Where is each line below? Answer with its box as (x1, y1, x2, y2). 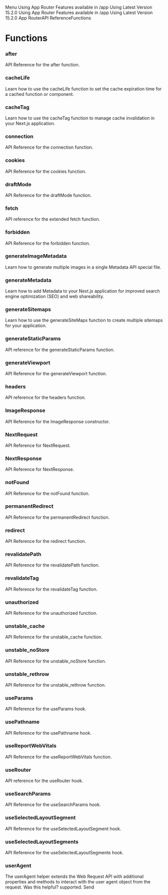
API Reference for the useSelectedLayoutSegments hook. (5, 849, 124, 855)
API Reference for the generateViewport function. (5, 371, 107, 377)
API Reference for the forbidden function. (5, 240, 90, 246)
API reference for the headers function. (5, 394, 86, 401)
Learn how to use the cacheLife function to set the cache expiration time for (5, 85, 162, 92)
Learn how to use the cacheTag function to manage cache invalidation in (5, 115, 155, 121)
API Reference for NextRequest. (5, 442, 71, 449)
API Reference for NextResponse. (5, 467, 74, 473)
